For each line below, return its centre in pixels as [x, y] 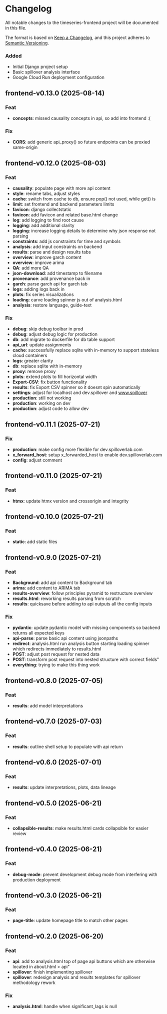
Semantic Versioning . [27, 42]
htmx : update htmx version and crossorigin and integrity [70, 501]
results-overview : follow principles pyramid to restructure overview [82, 593]
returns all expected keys [38, 633]
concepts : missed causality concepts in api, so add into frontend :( [81, 118]
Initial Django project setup [40, 67]
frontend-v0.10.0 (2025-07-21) [54, 516]
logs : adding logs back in [38, 289]
